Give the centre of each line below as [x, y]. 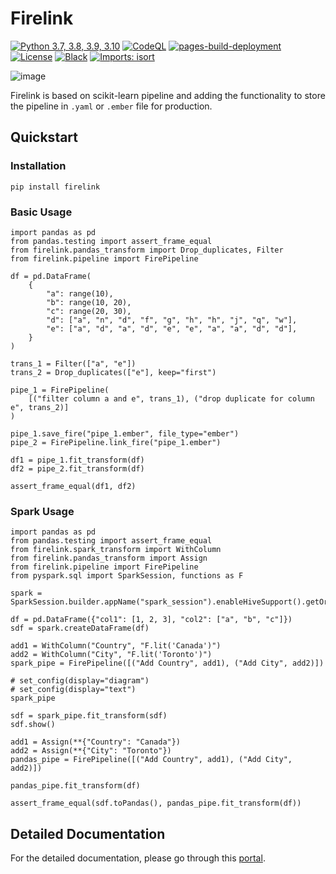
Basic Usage [41, 212]
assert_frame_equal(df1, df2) [73, 486]
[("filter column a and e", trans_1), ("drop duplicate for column [171, 398]
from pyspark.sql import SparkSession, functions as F [127, 576]
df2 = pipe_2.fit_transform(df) [77, 468]
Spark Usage [42, 511]
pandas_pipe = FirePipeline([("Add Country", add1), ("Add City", [151, 760]
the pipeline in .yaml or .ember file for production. [111, 106]
